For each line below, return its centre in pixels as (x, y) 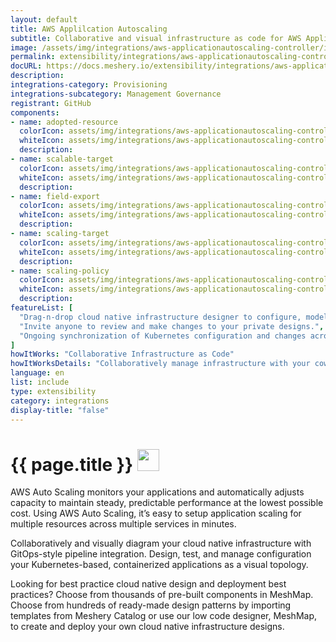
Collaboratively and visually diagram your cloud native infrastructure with (161, 543)
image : (24, 47)
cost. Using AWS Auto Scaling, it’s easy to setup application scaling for (156, 513)
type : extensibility (53, 391)
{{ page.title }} (72, 464)
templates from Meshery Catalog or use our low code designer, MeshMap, (164, 616)
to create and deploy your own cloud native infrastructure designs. (147, 627)
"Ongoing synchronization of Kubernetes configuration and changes (163, 336)
